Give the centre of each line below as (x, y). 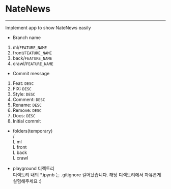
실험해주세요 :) (27, 181)
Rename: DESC (27, 105)
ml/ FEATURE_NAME (30, 47)
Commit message (31, 73)
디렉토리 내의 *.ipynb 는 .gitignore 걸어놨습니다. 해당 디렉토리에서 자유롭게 (87, 175)
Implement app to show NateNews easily (48, 27)
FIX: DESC (22, 88)
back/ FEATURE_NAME (32, 58)
